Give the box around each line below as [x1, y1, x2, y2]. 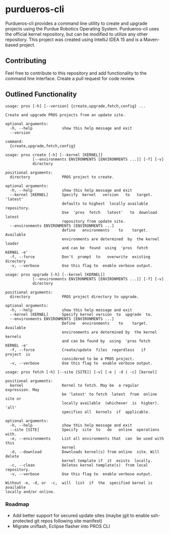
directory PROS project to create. [10, 174, 114, 179]
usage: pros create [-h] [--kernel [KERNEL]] [5, 152, 103, 158]
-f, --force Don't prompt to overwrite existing [10, 254, 151, 259]
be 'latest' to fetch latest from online [61, 392, 157, 397]
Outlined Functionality [5, 90, 77, 99]
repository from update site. [61, 219, 125, 224]
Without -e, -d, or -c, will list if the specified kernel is [5, 480, 153, 485]
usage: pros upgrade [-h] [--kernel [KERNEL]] [5, 272, 105, 277]
